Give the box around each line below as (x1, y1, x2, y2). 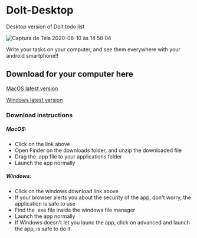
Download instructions (6, 111, 73, 119)
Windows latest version (6, 96, 63, 103)
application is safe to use (14, 200, 75, 207)
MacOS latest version (6, 85, 58, 92)
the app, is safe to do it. (14, 225, 73, 232)
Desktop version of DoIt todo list (6, 23, 85, 30)
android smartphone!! (6, 52, 59, 59)
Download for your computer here (6, 69, 134, 80)
